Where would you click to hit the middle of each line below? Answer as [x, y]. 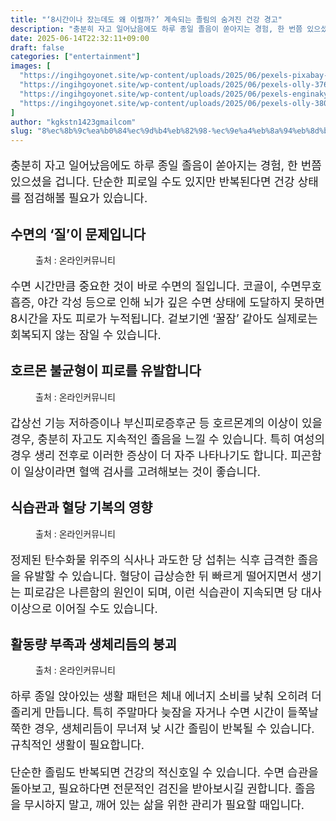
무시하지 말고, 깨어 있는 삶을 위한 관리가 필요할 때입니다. [164, 805]
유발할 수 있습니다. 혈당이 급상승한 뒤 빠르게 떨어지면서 [160, 576]
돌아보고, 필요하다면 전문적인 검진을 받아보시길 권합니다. [151, 789]
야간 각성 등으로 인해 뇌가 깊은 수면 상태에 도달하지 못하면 [181, 302]
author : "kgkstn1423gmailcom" [73, 122]
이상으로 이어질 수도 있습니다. [84, 608]
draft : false [37, 47]
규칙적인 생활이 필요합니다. [77, 745]
